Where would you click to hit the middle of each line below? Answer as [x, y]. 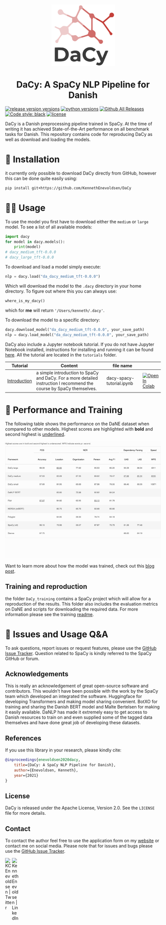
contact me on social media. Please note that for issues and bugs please [79, 846]
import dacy [17, 236]
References [23, 738]
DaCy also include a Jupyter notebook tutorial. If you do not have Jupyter [80, 344]
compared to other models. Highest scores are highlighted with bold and [79, 429]
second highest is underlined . [35, 434]
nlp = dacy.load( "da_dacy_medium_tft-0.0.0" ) [53, 277]
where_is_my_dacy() [25, 301]
